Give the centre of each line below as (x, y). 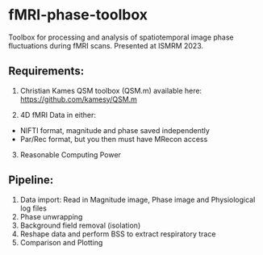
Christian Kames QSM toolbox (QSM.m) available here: (111, 90)
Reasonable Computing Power (70, 154)
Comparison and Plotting (61, 242)
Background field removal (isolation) (80, 225)
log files (33, 208)
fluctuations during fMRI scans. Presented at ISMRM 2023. (106, 45)
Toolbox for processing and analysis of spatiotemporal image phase (121, 37)
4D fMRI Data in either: (58, 115)
